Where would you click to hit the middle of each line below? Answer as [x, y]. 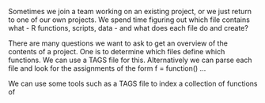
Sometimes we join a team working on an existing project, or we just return [130, 11]
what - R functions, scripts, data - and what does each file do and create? [129, 28]
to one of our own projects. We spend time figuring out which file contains [129, 20]
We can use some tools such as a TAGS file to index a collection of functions [133, 83]
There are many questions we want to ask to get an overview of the [118, 43]
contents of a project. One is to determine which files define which [117, 51]
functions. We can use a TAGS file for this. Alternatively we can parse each [130, 60]
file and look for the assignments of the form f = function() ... [107, 68]
